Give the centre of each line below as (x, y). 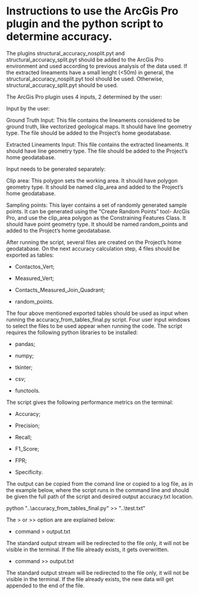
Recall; (23, 437)
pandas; (25, 344)
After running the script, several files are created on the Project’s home (94, 242)
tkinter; (24, 367)
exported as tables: (30, 255)
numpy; (24, 355)
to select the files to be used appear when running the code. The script (94, 326)
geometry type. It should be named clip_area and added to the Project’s (95, 187)
